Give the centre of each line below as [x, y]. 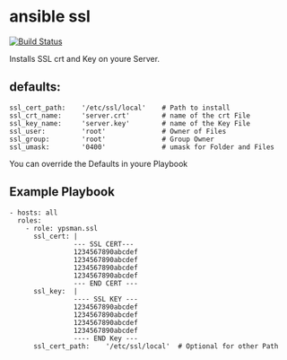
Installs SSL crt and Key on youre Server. [84, 58]
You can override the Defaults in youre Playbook [99, 163]
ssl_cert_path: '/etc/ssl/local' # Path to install [120, 108]
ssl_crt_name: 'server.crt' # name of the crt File [130, 115]
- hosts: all [34, 213]
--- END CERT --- [106, 283]
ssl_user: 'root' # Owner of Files [118, 131]
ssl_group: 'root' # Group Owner [112, 139]
